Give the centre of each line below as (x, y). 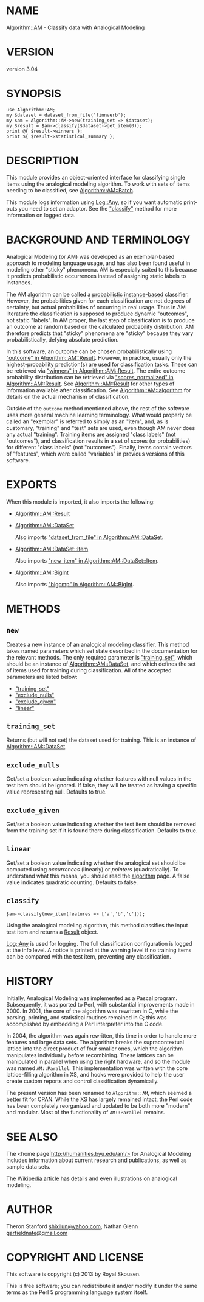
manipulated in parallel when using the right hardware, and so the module (98, 1061)
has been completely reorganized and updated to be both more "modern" (98, 1105)
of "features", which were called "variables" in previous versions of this (96, 454)
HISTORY (30, 981)
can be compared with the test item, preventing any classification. (89, 956)
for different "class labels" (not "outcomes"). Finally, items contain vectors (99, 447)
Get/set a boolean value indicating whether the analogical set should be (96, 863)
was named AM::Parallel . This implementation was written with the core (97, 1068)
